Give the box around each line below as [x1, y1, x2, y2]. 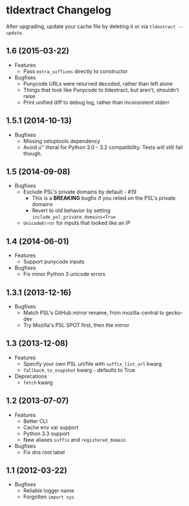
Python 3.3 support [23, 430, 70, 437]
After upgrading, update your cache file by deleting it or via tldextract [6, 23, 176, 30]
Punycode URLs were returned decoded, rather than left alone [23, 80, 173, 87]
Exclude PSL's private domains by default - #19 [23, 188, 137, 196]
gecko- [165, 309, 183, 316]
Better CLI [23, 417, 48, 424]
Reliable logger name [23, 487, 75, 494]
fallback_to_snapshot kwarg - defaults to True [23, 366, 135, 373]
